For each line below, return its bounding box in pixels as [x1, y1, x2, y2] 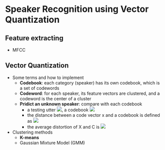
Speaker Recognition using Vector [5, 3, 149, 15]
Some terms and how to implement [12, 75, 84, 80]
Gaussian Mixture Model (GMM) [19, 140, 85, 146]
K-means [19, 134, 40, 140]
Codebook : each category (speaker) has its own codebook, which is [19, 79, 160, 85]
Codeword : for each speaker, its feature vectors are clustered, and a [19, 90, 160, 96]
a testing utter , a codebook [27, 107, 89, 113]
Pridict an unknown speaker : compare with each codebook [19, 101, 142, 107]
